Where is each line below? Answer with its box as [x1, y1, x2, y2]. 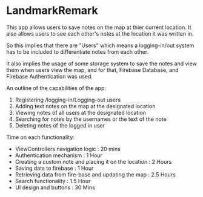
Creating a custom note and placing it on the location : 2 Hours [15, 158, 172, 165]
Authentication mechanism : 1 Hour [15, 152, 103, 159]
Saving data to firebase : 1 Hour [15, 164, 94, 172]
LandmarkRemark [6, 4, 98, 18]
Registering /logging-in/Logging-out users [15, 96, 121, 103]
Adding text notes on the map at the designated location [15, 102, 156, 109]
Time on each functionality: [6, 134, 75, 141]
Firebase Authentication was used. [6, 73, 93, 80]
